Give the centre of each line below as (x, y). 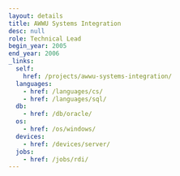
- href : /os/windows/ (59, 129)
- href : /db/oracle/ (58, 114)
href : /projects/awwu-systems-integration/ (98, 76)
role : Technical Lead (45, 39)
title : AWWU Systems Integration (65, 24)
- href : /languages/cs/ (63, 91)
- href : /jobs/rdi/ (56, 159)
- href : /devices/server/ (67, 144)
